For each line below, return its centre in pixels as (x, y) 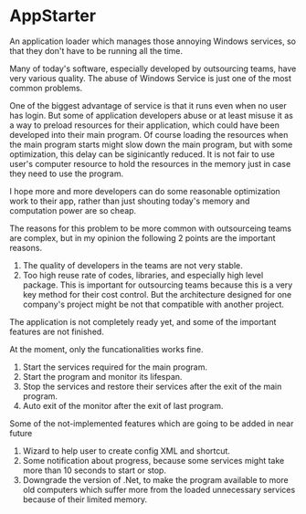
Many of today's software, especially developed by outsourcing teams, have (153, 68)
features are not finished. (57, 331)
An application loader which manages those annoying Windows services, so (153, 41)
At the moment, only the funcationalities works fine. (106, 349)
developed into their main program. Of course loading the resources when (149, 134)
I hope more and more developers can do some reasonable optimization (145, 191)
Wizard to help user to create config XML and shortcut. (127, 451)
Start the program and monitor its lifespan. (102, 376)
